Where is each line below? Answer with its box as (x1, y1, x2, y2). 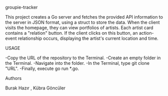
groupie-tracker (5, 5, 38, 10)
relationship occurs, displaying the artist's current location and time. (18, 35, 159, 41)
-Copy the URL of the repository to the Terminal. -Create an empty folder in (5, 55, 161, 61)
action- (138, 30, 154, 36)
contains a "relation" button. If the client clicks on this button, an (5, 30, 138, 36)
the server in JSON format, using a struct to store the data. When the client (5, 20, 160, 25)
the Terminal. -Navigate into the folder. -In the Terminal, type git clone (5, 60, 149, 66)
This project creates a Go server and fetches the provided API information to (5, 14, 163, 20)
